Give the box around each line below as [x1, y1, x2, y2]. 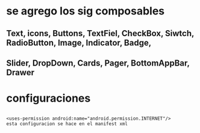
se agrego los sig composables [6, 4, 165, 18]
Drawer [6, 67, 35, 78]
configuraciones [6, 91, 91, 105]
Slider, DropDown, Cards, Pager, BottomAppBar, [6, 58, 190, 68]
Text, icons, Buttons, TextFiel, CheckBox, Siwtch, [6, 28, 195, 39]
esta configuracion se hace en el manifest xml [6, 120, 128, 127]
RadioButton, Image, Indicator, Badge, [6, 37, 152, 48]
